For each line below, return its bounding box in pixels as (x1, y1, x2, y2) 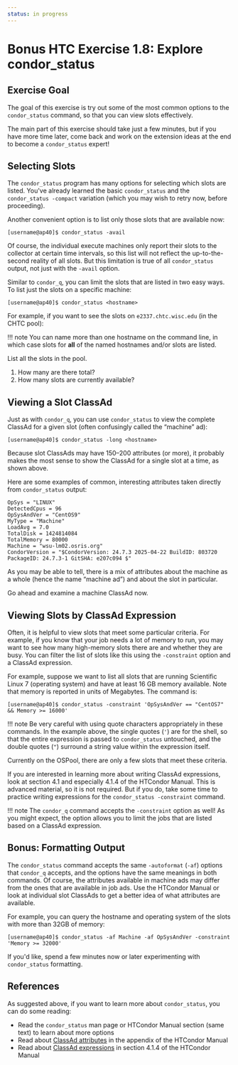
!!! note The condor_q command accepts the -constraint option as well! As (7, 806, 225, 815)
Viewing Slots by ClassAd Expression (7, 609, 176, 622)
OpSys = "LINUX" (7, 499, 55, 507)
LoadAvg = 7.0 (7, 524, 50, 531)
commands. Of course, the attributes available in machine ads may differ (7, 875, 220, 885)
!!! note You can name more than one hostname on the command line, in (7, 333, 218, 342)
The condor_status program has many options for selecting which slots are (7, 179, 227, 188)
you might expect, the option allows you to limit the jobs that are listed (7, 814, 212, 823)
